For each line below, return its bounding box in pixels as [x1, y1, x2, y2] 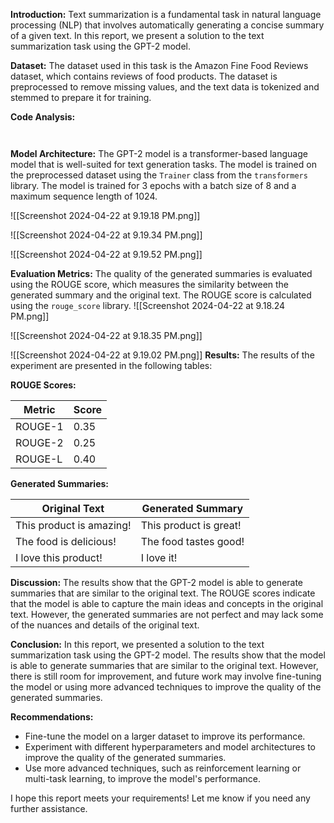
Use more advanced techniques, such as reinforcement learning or [24, 762, 302, 774]
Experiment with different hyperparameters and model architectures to [24, 741, 317, 753]
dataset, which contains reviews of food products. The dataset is [10, 70, 278, 82]
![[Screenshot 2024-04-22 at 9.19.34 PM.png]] [10, 229, 203, 241]
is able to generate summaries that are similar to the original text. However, [10, 660, 319, 671]
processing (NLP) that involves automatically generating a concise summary [10, 19, 325, 31]
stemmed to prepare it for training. [10, 92, 152, 103]
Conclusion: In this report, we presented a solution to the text [10, 639, 265, 650]
